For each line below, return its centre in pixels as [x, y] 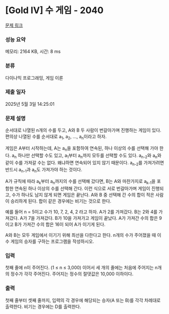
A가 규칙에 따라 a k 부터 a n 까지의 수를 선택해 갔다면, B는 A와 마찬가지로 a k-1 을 [80, 182]
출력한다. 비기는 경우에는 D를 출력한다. [43, 306]
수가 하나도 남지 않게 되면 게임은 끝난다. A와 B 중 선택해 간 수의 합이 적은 [83, 195]
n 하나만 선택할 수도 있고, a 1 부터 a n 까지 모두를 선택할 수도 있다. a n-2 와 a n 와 [88, 156]
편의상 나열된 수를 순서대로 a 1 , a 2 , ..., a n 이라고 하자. [56, 137]
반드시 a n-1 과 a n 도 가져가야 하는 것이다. [44, 170]
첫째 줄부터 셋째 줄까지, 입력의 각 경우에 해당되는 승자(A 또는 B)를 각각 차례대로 [83, 300]
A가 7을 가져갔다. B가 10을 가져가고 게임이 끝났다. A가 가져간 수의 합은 [89, 218]
